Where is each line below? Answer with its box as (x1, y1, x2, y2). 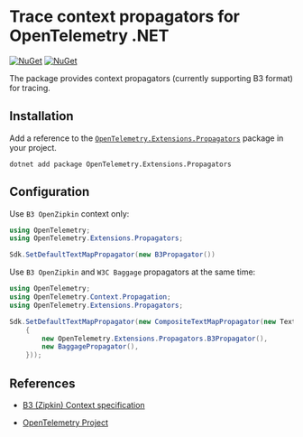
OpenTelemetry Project (22, 417, 109, 428)
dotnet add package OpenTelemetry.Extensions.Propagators (9, 160, 232, 169)
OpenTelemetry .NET (9, 25, 170, 46)
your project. (9, 142, 57, 153)
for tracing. (9, 82, 51, 93)
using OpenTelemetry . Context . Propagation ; (9, 293, 171, 302)
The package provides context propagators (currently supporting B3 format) (9, 72, 293, 83)
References (9, 376, 76, 391)
